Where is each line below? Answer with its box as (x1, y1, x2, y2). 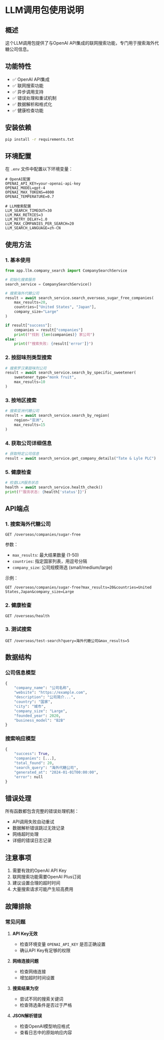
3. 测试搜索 (5, 626, 32, 633)
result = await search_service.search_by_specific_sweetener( (5, 370, 136, 376)
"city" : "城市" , (14, 704, 46, 709)
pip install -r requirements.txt (5, 137, 74, 142)
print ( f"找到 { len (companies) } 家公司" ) (14, 332, 95, 337)
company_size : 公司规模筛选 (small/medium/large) (12, 565, 113, 570)
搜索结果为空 (12, 985, 39, 991)
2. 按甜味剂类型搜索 (5, 354, 52, 361)
